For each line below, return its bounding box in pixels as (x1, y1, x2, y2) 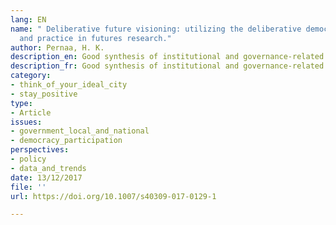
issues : (10, 117, 43, 127)
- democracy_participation (10, 136, 123, 146)
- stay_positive (10, 89, 78, 99)
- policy (10, 154, 47, 164)
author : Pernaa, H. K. (10, 42, 105, 53)
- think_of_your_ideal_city (10, 80, 128, 90)
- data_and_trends (10, 163, 87, 173)
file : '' (10, 182, 47, 192)
